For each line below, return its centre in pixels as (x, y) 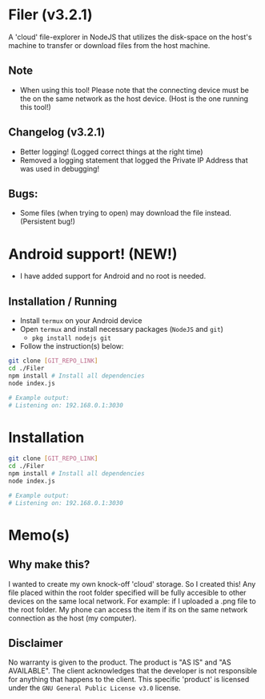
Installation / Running (63, 301)
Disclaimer (36, 643)
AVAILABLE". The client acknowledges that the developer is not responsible (133, 671)
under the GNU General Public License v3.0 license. (95, 688)
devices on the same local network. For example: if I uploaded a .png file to (132, 601)
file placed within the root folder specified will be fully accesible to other (127, 592)
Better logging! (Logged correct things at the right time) (111, 152)
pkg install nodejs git (72, 338)
